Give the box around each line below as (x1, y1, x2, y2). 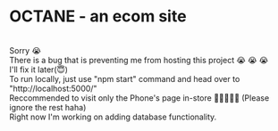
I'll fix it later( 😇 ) (9, 64, 69, 75)
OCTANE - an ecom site (9, 6, 187, 27)
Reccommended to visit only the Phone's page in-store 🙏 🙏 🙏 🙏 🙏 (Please (9, 92, 270, 103)
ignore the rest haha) (9, 102, 87, 112)
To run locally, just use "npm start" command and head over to (9, 73, 240, 84)
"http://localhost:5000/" (9, 83, 97, 94)
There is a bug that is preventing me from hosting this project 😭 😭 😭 (9, 54, 269, 65)
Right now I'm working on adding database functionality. (9, 111, 217, 122)
